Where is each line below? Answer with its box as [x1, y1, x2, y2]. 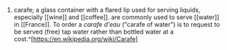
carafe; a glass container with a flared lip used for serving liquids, [13, 6, 201, 14]
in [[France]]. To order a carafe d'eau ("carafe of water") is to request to [13, 21, 220, 28]
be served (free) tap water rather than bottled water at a [13, 27, 174, 36]
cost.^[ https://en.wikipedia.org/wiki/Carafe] [13, 35, 138, 43]
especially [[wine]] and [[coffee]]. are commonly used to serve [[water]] [13, 13, 219, 21]
